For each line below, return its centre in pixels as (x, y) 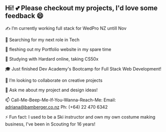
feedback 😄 (24, 16)
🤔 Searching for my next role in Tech (42, 40)
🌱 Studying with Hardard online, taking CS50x (52, 59)
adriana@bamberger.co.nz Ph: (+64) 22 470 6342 (56, 107)
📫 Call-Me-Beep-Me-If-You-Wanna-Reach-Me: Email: (61, 100)
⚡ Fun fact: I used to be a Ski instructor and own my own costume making (80, 117)
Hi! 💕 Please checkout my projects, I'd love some (81, 8)
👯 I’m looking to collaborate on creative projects (54, 80)
